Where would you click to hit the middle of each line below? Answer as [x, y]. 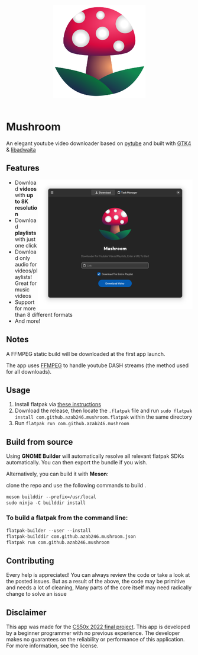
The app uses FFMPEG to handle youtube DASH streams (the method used [98, 365]
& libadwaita [21, 149]
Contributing [30, 561]
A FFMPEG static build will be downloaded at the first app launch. [86, 354]
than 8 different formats [43, 314]
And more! [27, 321]
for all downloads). [29, 371]
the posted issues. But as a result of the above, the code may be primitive [96, 582]
